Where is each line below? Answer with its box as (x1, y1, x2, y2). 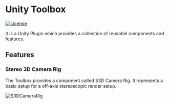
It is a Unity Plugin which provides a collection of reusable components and (5, 30, 164, 36)
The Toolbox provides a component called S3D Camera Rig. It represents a (5, 77, 163, 84)
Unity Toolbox (5, 4, 66, 15)
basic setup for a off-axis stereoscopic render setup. (5, 83, 117, 89)
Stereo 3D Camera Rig (5, 66, 61, 73)
